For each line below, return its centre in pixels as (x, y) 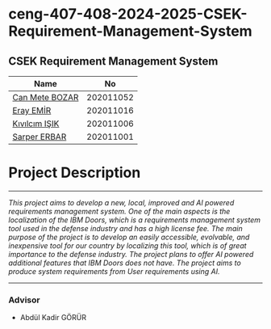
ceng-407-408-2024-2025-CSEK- (128, 14)
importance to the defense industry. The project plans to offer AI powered (131, 254)
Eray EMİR (32, 110)
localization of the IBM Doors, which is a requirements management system (134, 220)
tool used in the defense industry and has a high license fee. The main (126, 228)
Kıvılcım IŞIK (36, 124)
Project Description (75, 173)
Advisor (24, 300)
